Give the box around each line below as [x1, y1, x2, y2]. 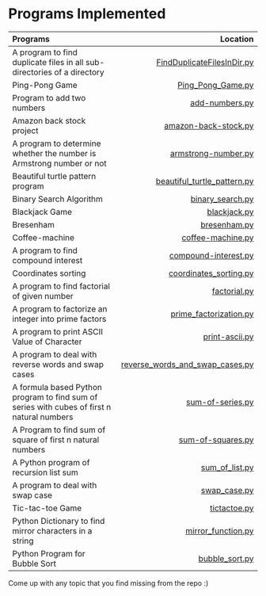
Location [220, 33, 254, 44]
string [12, 535, 34, 546]
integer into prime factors [12, 313, 107, 324]
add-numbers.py [189, 97, 254, 108]
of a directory [54, 67, 104, 78]
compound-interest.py [169, 250, 254, 261]
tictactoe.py [209, 502, 254, 514]
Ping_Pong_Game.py [177, 79, 254, 90]
